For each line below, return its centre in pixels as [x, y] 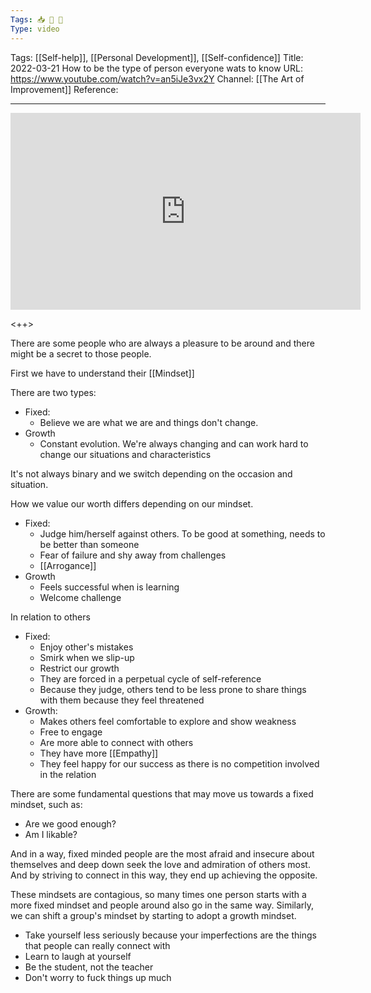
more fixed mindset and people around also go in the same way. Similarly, [162, 905]
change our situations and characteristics [125, 454]
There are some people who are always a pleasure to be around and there [162, 343]
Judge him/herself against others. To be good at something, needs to [182, 533]
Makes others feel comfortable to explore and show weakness [168, 721]
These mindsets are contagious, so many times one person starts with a [158, 894]
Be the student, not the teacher [89, 967]
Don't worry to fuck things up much [98, 977]
